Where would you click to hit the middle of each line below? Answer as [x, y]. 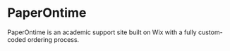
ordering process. [53, 39]
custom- [211, 32]
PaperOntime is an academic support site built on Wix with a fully [102, 32]
